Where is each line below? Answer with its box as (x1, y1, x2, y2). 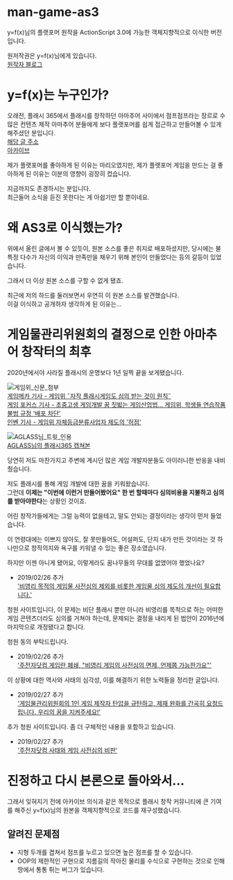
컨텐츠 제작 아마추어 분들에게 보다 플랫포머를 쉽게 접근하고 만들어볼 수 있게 (19, 119, 222, 128)
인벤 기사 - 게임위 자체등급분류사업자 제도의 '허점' (7, 417, 141, 426)
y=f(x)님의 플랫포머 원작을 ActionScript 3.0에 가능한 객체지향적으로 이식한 (7, 28, 209, 36)
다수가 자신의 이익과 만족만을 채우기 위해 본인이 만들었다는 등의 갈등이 (19, 253, 209, 261)
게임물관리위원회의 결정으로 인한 (7, 327, 181, 342)
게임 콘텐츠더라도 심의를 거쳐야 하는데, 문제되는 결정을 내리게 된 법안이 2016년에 (7, 614, 225, 622)
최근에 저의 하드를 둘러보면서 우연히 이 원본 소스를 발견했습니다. (7, 291, 180, 299)
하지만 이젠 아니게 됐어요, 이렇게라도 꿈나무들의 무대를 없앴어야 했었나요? (7, 558, 205, 567)
